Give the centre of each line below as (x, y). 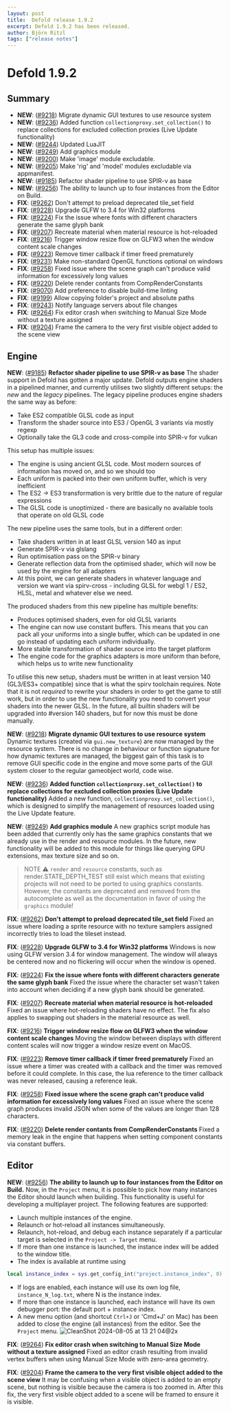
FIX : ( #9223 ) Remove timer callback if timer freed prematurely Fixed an (111, 1059)
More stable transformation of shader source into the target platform (114, 648)
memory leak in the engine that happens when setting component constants (115, 1136)
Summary (28, 98)
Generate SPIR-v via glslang (57, 549)
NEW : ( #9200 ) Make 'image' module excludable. (86, 159)
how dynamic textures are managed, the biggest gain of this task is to (106, 756)
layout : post (26, 13)
